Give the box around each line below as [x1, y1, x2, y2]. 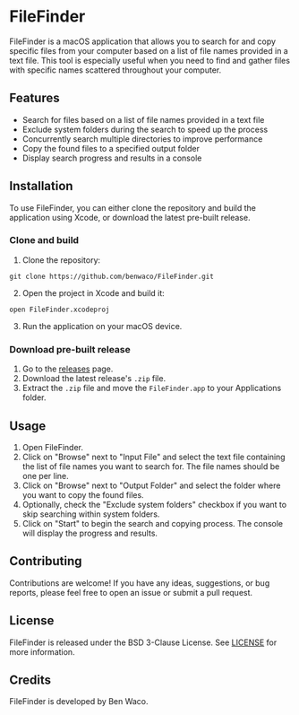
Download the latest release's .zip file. [21, 373, 167, 384]
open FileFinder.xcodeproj [9, 305, 110, 314]
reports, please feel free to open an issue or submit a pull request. [9, 587, 253, 597]
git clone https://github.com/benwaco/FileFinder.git [9, 272, 215, 281]
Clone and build [9, 234, 79, 247]
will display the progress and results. [21, 528, 158, 538]
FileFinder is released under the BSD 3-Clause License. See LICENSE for [9, 637, 278, 648]
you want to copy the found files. [21, 489, 145, 500]
